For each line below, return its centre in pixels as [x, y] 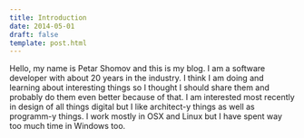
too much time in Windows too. [68, 126]
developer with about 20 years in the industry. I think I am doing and [137, 78]
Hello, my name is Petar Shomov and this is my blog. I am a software [137, 69]
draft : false [34, 34]
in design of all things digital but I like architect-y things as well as [132, 107]
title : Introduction [49, 18]
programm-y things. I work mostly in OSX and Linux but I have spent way [146, 116]
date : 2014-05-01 [42, 26]
